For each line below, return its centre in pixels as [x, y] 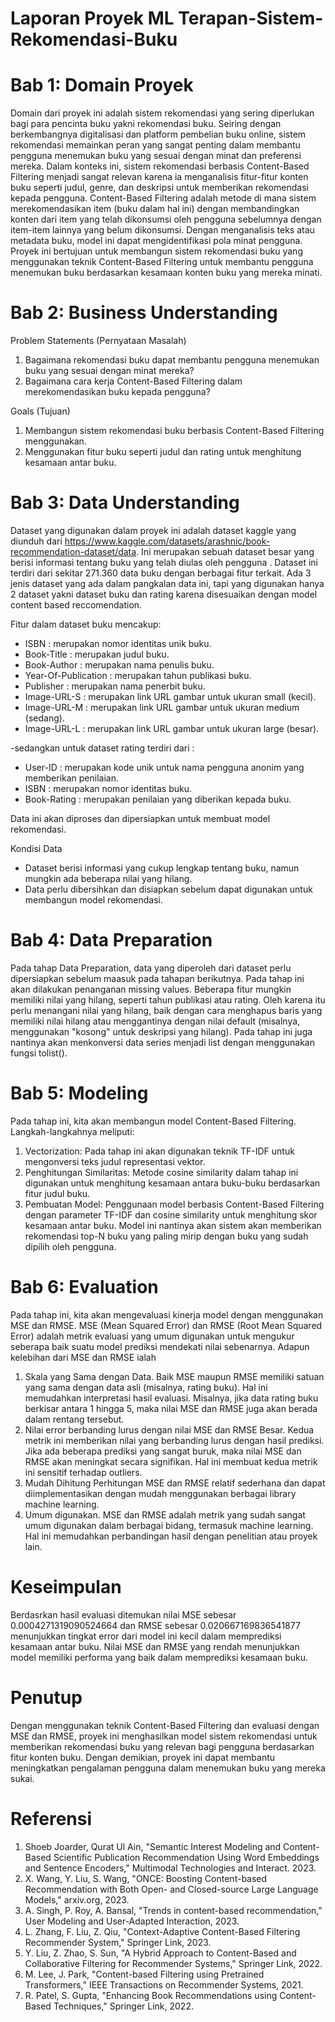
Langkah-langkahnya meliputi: [72, 1131]
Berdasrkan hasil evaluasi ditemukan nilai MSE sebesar [123, 1614]
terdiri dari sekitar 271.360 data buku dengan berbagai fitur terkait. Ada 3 [161, 573]
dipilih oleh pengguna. [70, 1246]
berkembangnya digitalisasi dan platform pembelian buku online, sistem [158, 134]
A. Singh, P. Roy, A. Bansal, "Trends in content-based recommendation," [173, 1910]
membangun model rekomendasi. [94, 900]
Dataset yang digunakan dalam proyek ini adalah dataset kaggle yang [153, 530]
